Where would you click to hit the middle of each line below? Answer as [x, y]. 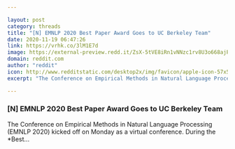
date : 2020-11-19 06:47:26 [47, 39]
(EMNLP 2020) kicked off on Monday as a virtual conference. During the [112, 132]
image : [17, 52]
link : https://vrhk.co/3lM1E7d [53, 46]
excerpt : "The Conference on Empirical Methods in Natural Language [109, 78]
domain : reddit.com [36, 59]
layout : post [26, 20]
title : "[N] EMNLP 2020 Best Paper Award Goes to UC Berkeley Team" [109, 33]
